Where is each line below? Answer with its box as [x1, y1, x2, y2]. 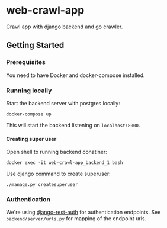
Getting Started [6, 40, 65, 50]
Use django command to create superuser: [6, 170, 111, 178]
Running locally [6, 86, 52, 95]
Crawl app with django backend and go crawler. [6, 23, 123, 30]
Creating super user [6, 135, 57, 142]
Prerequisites [6, 58, 46, 66]
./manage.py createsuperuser [6, 182, 78, 188]
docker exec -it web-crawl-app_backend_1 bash [6, 160, 123, 166]
